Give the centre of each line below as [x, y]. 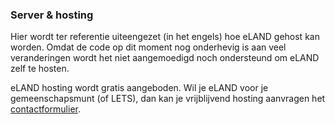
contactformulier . [45, 109]
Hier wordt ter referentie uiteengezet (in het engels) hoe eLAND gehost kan [165, 37]
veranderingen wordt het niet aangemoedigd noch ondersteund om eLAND [165, 58]
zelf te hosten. [40, 69]
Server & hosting [52, 15]
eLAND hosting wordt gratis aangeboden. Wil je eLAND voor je [139, 88]
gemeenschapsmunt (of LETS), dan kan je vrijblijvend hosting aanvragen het [168, 99]
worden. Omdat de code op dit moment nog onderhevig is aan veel [148, 47]
